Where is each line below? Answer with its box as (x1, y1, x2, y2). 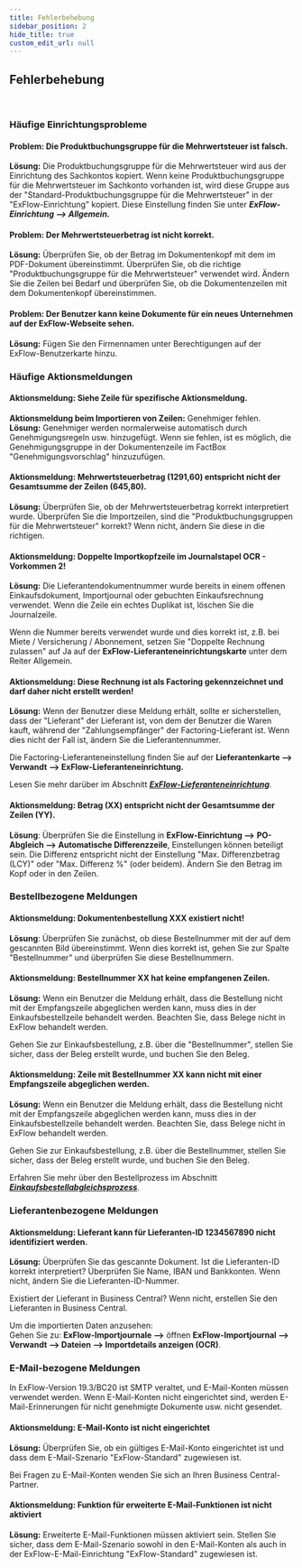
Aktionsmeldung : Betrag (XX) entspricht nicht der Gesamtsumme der (9, 800, 275, 811)
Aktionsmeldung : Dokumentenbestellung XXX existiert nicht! (9, 913, 245, 923)
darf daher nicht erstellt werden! (9, 685, 134, 696)
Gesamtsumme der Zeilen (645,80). (9, 481, 147, 492)
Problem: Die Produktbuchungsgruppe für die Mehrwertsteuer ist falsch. (9, 141, 288, 152)
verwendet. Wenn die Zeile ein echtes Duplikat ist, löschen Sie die (9, 599, 254, 610)
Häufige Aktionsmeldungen (9, 370, 133, 383)
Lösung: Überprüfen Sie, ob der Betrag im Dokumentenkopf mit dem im (9, 249, 276, 260)
